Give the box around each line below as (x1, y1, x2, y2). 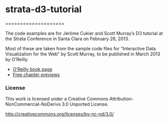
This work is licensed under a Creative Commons (5, 96, 108, 102)
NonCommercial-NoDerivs (5, 101, 61, 107)
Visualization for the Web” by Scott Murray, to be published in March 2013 (5, 51, 160, 57)
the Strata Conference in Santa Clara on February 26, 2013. (5, 36, 130, 42)
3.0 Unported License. (62, 101, 109, 107)
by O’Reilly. (5, 56, 29, 62)
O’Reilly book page (12, 66, 52, 72)
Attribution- (109, 96, 134, 102)
